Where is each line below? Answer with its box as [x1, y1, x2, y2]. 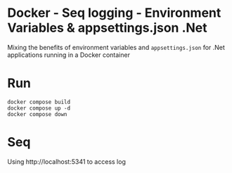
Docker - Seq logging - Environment [7, 5, 221, 21]
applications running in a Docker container [7, 51, 130, 59]
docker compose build [7, 98, 71, 105]
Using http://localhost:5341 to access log [7, 157, 127, 166]
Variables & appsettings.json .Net [7, 20, 207, 36]
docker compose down [7, 110, 68, 117]
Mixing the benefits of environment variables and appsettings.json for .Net [7, 43, 225, 51]
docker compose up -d [7, 104, 71, 112]
